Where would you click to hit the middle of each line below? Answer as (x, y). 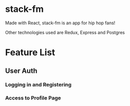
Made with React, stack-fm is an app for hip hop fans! (60, 23)
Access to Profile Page (33, 98)
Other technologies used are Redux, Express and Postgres (65, 32)
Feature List (30, 53)
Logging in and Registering (38, 85)
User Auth (21, 71)
